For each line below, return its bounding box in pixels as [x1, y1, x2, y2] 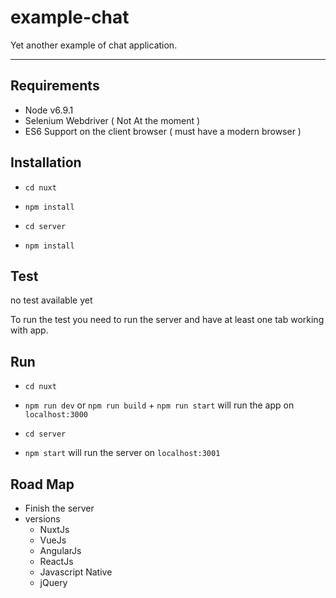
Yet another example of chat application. [10, 39, 178, 51]
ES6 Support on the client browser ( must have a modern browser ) [24, 125, 302, 137]
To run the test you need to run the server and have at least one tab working [10, 314, 325, 326]
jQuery [39, 577, 68, 588]
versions [24, 513, 61, 525]
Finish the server [24, 502, 95, 514]
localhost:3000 [24, 410, 89, 420]
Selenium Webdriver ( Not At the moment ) [24, 114, 201, 126]
